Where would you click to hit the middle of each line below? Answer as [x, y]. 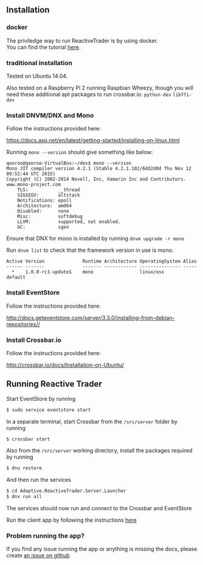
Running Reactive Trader [54, 384]
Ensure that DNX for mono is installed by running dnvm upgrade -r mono [95, 238]
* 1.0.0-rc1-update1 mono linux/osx [88, 272]
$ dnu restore [24, 468]
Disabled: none [43, 211]
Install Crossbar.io [34, 340]
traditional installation [40, 63]
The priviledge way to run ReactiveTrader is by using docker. [82, 40]
